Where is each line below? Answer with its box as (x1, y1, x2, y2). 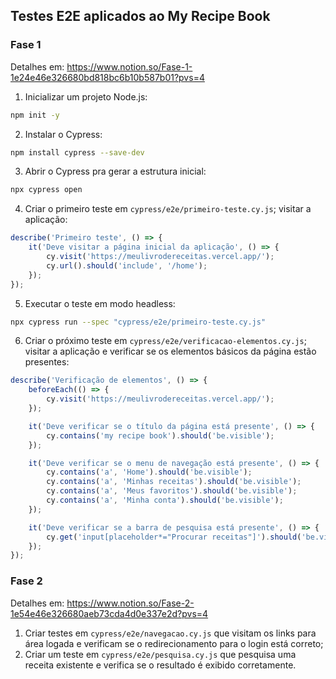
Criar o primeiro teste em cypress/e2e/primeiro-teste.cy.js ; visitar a (24, 203, 312, 215)
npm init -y (10, 110, 60, 120)
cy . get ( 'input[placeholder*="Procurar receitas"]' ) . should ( (46, 532, 302, 542)
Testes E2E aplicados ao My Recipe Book (10, 8, 271, 25)
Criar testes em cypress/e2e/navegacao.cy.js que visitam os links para (24, 627, 317, 639)
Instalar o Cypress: (24, 128, 103, 140)
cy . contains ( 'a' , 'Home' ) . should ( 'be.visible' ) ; (46, 467, 253, 478)
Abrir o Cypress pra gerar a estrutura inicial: (24, 165, 207, 178)
